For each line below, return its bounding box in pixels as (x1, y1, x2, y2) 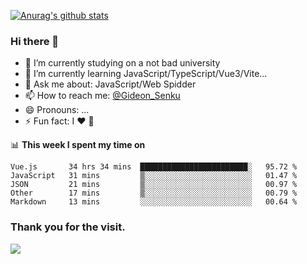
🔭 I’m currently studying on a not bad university (24, 57, 221, 69)
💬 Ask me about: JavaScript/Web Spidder (24, 78, 197, 90)
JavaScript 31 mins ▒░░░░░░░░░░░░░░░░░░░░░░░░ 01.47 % (10, 171, 298, 181)
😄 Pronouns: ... (24, 104, 90, 116)
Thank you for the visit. (10, 220, 126, 234)
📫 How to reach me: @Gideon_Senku (24, 90, 181, 102)
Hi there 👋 (10, 34, 60, 48)
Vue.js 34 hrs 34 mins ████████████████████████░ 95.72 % (10, 162, 298, 172)
